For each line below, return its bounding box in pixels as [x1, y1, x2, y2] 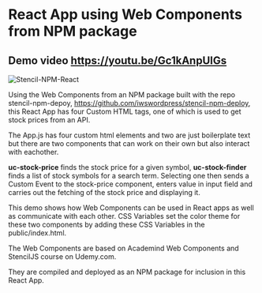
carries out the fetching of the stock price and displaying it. [8, 188, 201, 197]
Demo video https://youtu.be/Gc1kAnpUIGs [8, 54, 227, 67]
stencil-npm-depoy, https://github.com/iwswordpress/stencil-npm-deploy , [8, 99, 251, 107]
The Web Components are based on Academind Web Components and [8, 243, 239, 253]
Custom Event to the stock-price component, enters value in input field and [8, 179, 253, 189]
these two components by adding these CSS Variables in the [8, 220, 205, 229]
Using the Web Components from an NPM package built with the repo [8, 90, 235, 100]
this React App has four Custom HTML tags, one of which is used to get [8, 107, 242, 116]
